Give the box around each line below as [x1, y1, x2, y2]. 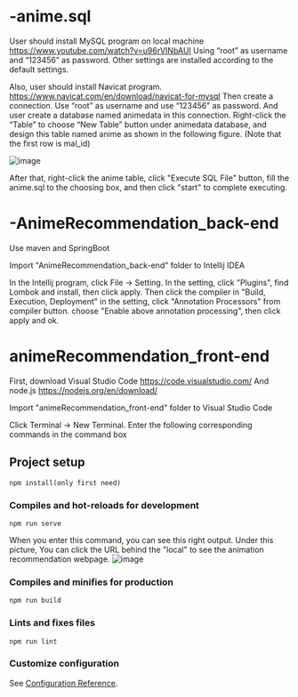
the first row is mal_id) [9, 138, 91, 149]
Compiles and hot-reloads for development [9, 498, 200, 511]
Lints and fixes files [9, 617, 96, 629]
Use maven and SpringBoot [9, 242, 110, 253]
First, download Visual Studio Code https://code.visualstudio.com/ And [9, 376, 270, 386]
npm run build [9, 596, 62, 605]
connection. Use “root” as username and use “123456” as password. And [9, 100, 278, 110]
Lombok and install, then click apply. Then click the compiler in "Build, [9, 287, 266, 297]
